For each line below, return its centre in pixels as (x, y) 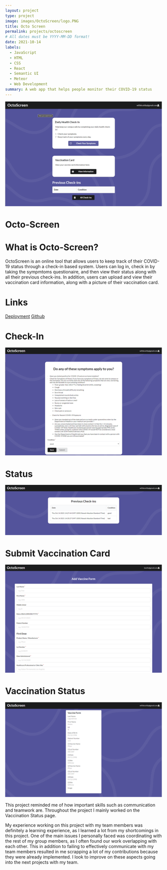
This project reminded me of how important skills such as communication (80, 805)
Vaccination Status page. (31, 816)
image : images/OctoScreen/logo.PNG (42, 21)
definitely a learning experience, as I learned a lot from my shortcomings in (82, 831)
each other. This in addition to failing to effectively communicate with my (80, 847)
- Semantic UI (24, 74)
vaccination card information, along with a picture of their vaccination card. (82, 283)
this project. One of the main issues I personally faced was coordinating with (83, 836)
